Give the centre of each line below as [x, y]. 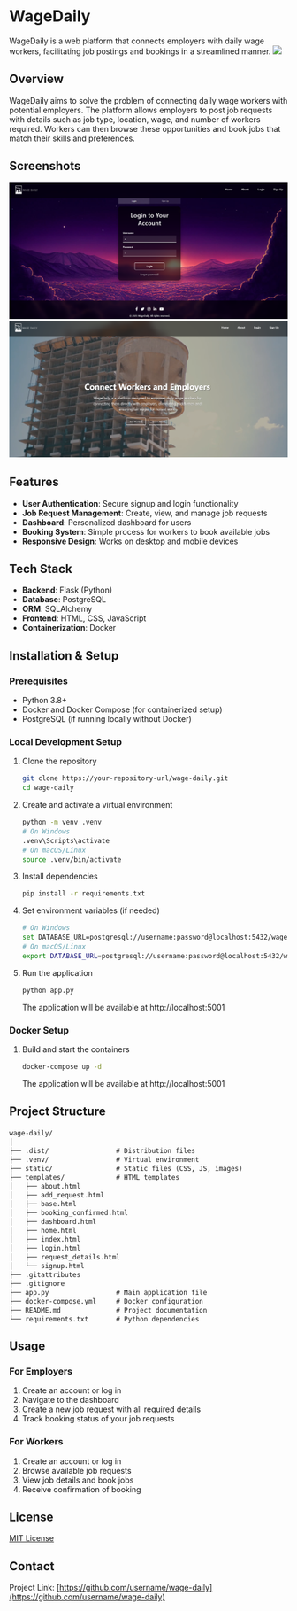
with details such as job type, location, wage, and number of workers [135, 119]
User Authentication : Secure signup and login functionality [130, 503]
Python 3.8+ [45, 701]
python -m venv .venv [61, 822]
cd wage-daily [48, 788]
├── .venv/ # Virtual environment [104, 1159]
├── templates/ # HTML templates [94, 1177]
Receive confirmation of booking [81, 1489]
